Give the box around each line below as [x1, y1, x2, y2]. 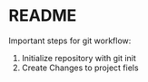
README [8, 5, 77, 26]
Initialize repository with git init [21, 52, 137, 63]
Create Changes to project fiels [21, 62, 139, 73]
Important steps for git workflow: [8, 35, 132, 46]
